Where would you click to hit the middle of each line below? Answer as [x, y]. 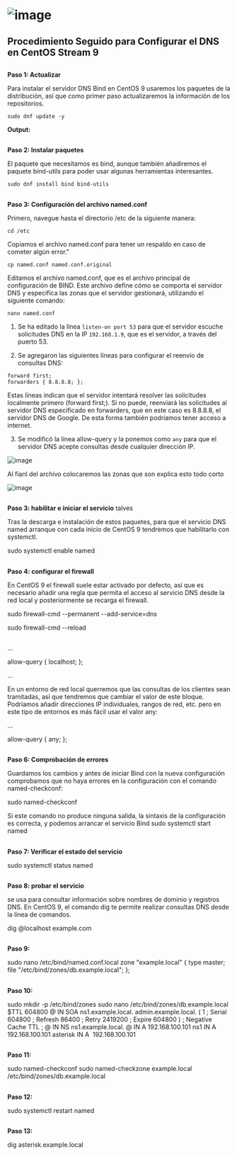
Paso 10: [20, 990]
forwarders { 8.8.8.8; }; [45, 382]
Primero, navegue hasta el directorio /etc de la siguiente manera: [102, 218]
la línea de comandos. [40, 914]
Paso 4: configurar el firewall [51, 571]
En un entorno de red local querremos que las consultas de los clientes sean [119, 689]
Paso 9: [19, 948]
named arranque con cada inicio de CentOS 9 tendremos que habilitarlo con [118, 529]
